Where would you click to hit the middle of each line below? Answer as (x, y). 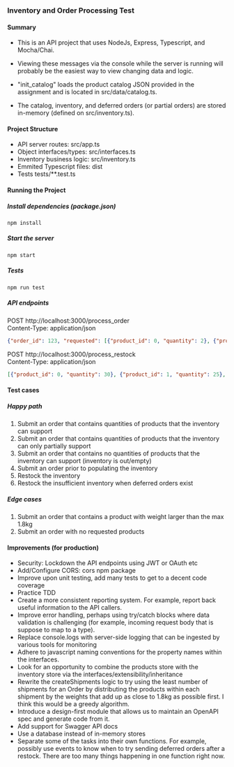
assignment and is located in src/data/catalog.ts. (87, 92)
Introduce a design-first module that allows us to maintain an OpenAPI (118, 712)
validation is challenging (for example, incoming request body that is (115, 622)
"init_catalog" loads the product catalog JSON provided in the (106, 85)
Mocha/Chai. (36, 50)
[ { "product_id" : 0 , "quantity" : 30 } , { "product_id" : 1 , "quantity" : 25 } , (117, 374)
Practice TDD (37, 593)
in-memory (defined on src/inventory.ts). (76, 113)
